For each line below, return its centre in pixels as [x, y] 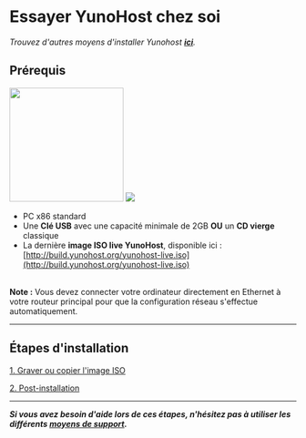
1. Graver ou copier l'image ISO [67, 370]
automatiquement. [44, 311]
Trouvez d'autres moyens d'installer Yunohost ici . [102, 42]
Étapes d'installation [69, 348]
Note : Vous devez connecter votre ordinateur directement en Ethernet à [145, 291]
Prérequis [38, 71]
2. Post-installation [45, 388]
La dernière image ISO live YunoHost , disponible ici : [122, 245]
